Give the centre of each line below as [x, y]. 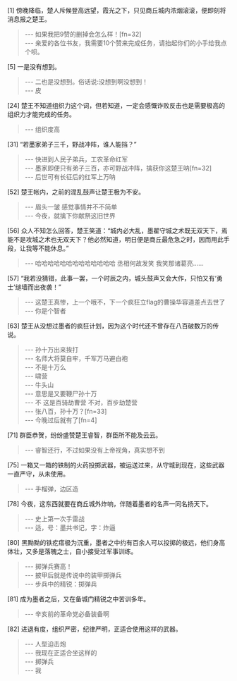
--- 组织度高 [42, 129]
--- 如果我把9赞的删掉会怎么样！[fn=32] [83, 34]
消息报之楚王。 [29, 19]
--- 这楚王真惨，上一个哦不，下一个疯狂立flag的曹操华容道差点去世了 [125, 302]
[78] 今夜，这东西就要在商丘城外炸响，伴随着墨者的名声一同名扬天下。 [110, 504]
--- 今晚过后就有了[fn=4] [61, 420]
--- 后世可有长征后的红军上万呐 [70, 177]
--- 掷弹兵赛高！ [48, 566]
